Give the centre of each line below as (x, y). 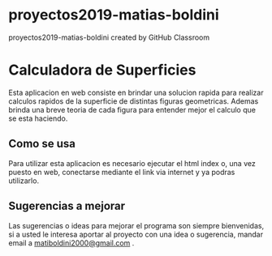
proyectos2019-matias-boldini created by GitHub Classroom (109, 37)
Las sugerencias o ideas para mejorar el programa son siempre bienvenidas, (136, 225)
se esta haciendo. (38, 118)
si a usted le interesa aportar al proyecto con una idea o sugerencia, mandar (136, 234)
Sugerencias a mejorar (67, 206)
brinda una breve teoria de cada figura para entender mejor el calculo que (132, 109)
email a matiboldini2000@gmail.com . (71, 243)
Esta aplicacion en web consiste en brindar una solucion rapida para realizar (136, 92)
